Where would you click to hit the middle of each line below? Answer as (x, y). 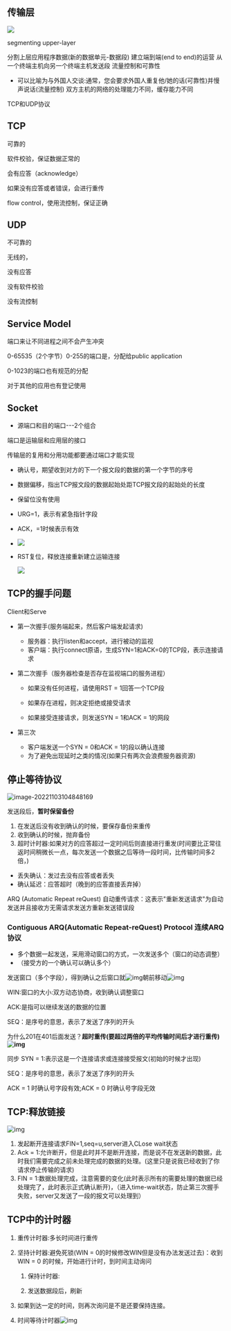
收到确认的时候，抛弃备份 (54, 835)
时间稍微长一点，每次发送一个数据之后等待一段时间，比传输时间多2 (119, 852)
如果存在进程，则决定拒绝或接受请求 (79, 703)
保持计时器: (44, 1275)
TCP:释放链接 (36, 1112)
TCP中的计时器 (39, 1220)
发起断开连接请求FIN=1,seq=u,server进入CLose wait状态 (98, 1144)
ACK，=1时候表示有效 (48, 529)
